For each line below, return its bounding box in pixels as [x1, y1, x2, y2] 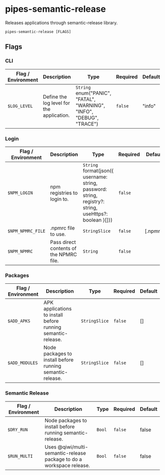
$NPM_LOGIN [7, 190, 33, 196]
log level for [43, 100, 70, 106]
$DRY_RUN [7, 427, 28, 432]
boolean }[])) [82, 216, 113, 223]
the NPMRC [50, 251, 77, 258]
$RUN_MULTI [7, 453, 33, 459]
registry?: [82, 198, 105, 205]
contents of [50, 245, 77, 252]
